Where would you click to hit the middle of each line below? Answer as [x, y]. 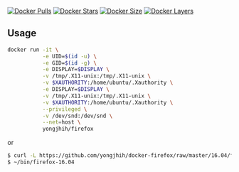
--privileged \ [65, 109]
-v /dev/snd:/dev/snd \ [78, 116]
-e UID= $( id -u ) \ [70, 56]
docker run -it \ [33, 50]
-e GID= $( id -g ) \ [70, 63]
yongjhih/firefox [68, 129]
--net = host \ [62, 122]
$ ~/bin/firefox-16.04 [41, 162]
